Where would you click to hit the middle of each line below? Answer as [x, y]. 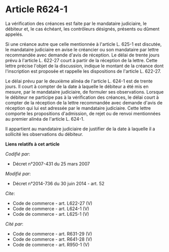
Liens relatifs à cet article [32, 144]
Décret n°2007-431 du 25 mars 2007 [51, 163]
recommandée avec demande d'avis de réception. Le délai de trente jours [82, 55]
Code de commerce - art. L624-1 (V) [51, 208]
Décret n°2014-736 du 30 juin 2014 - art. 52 [59, 183]
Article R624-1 [36, 9]
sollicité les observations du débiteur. [44, 134]
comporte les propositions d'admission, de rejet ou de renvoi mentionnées [83, 114]
